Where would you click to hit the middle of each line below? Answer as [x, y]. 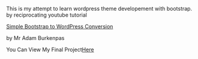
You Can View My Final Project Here [50, 49]
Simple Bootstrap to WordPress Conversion [60, 27]
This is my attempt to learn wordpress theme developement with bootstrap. [99, 9]
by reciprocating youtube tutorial [47, 15]
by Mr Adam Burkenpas [35, 38]
